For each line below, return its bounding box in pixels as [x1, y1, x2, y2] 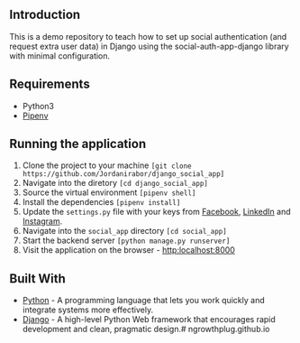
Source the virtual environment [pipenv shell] [22, 187, 196, 198]
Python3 [22, 100, 54, 111]
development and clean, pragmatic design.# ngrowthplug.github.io [22, 324, 270, 335]
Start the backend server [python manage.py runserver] [22, 235, 231, 246]
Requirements [9, 77, 90, 92]
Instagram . [22, 216, 63, 227]
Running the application [9, 136, 147, 152]
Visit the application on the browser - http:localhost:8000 [22, 245, 236, 255]
